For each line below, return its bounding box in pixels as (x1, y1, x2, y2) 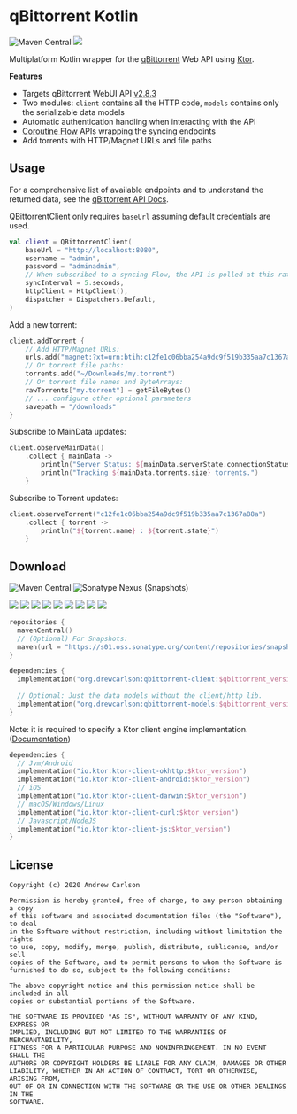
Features (9, 71, 42, 81)
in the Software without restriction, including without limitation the (9, 927, 283, 936)
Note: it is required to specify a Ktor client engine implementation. (9, 723, 248, 734)
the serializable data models (21, 106, 126, 117)
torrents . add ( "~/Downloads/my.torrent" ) (25, 369, 176, 378)
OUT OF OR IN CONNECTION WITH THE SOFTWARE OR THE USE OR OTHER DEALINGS (9, 1082, 287, 1091)
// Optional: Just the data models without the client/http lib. (17, 692, 263, 700)
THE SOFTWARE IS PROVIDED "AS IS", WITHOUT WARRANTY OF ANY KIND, (9, 1012, 259, 1022)
